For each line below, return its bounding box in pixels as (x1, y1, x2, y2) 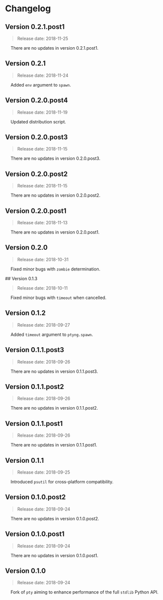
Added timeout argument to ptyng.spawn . (10, 331, 93, 337)
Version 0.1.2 (5, 309, 46, 317)
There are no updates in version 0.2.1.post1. (10, 45, 99, 51)
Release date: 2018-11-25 (17, 35, 69, 41)
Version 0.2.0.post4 (5, 96, 68, 105)
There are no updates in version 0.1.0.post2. (10, 515, 100, 521)
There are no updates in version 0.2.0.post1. (10, 229, 100, 235)
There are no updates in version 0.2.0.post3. (10, 155, 101, 161)
